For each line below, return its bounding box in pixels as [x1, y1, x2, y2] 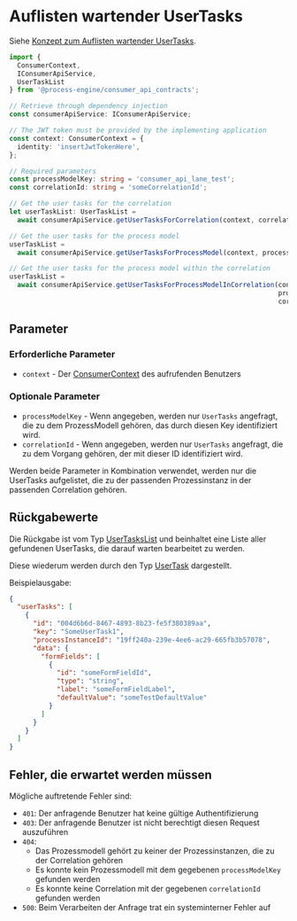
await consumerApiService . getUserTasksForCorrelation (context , [17, 215, 255, 224]
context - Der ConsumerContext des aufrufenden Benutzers [21, 368, 241, 379]
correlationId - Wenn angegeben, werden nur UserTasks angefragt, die [21, 439, 284, 449]
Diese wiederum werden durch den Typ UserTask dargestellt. [9, 560, 232, 571]
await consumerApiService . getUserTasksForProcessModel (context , [17, 248, 259, 257]
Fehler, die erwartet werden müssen [9, 767, 212, 782]
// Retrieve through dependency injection [9, 102, 168, 111]
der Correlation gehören [34, 855, 124, 866]
